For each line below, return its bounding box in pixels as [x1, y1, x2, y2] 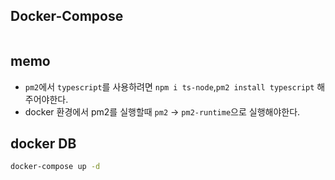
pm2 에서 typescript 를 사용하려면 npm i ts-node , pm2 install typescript [24, 80, 315, 93]
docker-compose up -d [10, 162, 101, 172]
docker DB [10, 135, 77, 153]
